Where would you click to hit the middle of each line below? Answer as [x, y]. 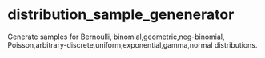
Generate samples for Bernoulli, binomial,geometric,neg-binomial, [116, 37]
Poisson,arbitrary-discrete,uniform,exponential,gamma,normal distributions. [132, 44]
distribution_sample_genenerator [121, 15]
